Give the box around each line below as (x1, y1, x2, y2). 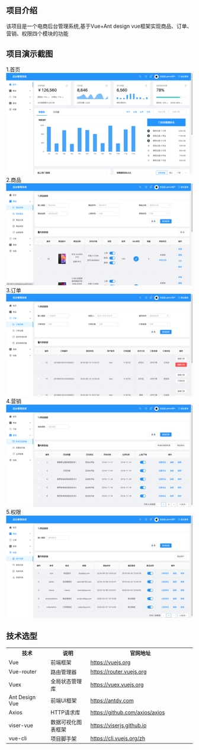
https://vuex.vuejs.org (90, 681, 144, 688)
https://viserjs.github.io (90, 722, 147, 729)
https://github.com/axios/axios (90, 708, 165, 716)
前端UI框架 (50, 697, 77, 704)
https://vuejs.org (90, 659, 131, 666)
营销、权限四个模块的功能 (6, 30, 69, 37)
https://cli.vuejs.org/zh (90, 735, 146, 742)
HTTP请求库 (50, 709, 81, 716)
